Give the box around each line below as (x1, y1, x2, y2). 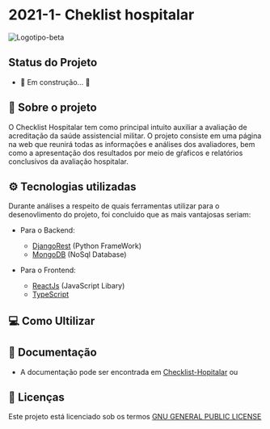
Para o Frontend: (19, 265, 77, 275)
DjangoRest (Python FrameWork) (32, 241, 142, 251)
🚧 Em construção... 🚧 (19, 77, 91, 86)
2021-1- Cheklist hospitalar (8, 6, 195, 24)
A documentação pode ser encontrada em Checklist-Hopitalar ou (19, 367, 238, 376)
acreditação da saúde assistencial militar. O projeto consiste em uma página (8, 131, 262, 141)
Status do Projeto (8, 56, 98, 69)
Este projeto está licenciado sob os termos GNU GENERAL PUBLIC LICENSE (8, 412, 262, 422)
